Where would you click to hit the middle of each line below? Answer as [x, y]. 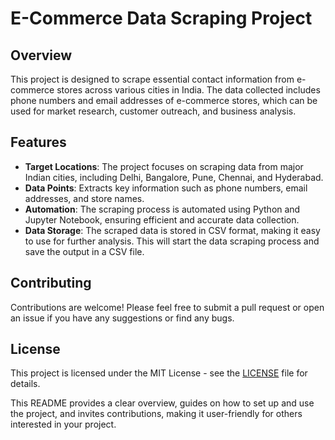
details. [25, 384]
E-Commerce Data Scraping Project [161, 18]
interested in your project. [63, 424]
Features [38, 142]
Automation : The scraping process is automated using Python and [162, 209]
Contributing [51, 283]
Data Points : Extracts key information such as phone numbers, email [166, 188]
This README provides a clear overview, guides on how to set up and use [162, 403]
